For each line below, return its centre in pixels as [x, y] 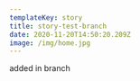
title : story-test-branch [58, 26]
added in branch [40, 68]
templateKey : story [46, 18]
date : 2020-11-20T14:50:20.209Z [70, 34]
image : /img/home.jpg [50, 43]
